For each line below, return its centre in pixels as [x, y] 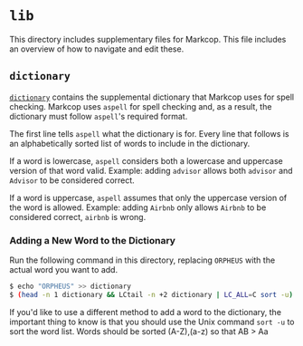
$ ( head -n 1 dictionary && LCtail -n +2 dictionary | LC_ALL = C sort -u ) [151, 294]
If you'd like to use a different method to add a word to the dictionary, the [146, 312]
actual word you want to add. [64, 270]
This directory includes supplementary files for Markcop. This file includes [148, 39]
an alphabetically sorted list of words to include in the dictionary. [130, 143]
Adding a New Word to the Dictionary [93, 240]
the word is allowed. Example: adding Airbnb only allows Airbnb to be [138, 207]
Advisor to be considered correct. [72, 180]
